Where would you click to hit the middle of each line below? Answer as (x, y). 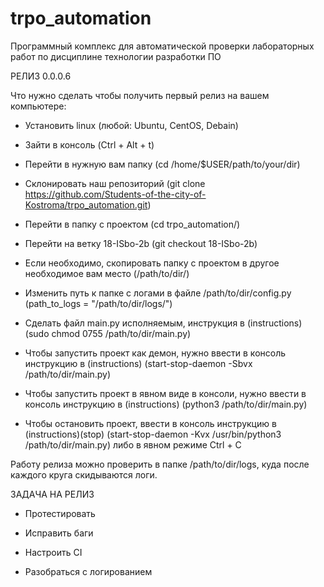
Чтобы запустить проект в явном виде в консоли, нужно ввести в (165, 393)
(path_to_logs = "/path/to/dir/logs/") (98, 303)
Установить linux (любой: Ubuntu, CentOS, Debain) (131, 125)
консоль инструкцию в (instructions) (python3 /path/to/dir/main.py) (166, 404)
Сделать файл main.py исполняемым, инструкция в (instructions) (163, 323)
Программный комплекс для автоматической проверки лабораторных (162, 46)
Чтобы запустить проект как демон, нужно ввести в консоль (155, 353)
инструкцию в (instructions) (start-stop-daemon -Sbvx (138, 363)
